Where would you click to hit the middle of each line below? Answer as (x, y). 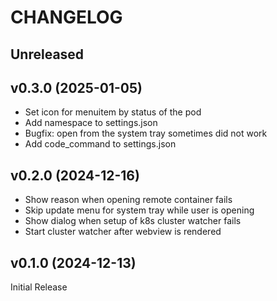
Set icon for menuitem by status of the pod (113, 112)
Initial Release (39, 287)
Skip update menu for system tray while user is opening (139, 210)
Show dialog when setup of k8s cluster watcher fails (133, 221)
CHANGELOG (66, 17)
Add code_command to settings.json (100, 144)
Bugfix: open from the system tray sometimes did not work (146, 133)
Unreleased (47, 54)
